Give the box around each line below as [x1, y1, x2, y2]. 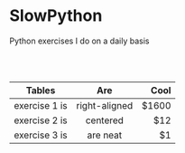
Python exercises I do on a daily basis [9, 35, 150, 46]
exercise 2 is [14, 114, 68, 127]
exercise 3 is [14, 129, 68, 141]
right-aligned [76, 99, 134, 111]
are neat [87, 129, 123, 141]
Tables [25, 83, 56, 96]
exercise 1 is [14, 99, 68, 111]
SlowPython [9, 5, 103, 26]
